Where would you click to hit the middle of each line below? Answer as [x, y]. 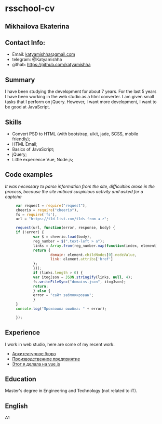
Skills [13, 122]
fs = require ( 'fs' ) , [36, 214]
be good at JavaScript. [28, 107]
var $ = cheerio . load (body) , [62, 237]
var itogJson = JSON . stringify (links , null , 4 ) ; [83, 277]
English [16, 406]
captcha [13, 197]
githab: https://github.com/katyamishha [51, 65]
